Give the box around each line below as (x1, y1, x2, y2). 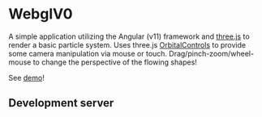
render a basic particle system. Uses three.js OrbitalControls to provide (8, 40, 246, 49)
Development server (8, 96, 114, 110)
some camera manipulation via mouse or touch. (8, 48, 168, 58)
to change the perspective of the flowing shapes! (32, 57, 197, 67)
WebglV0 (8, 5, 73, 23)
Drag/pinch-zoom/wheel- (169, 48, 254, 58)
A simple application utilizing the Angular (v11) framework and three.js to (8, 31, 250, 41)
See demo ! (8, 73, 45, 82)
